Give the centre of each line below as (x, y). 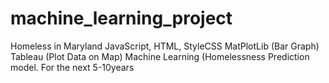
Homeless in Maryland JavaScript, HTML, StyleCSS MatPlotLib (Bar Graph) (165, 46)
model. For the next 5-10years (72, 67)
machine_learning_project (121, 18)
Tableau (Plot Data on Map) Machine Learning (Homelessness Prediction (160, 56)
